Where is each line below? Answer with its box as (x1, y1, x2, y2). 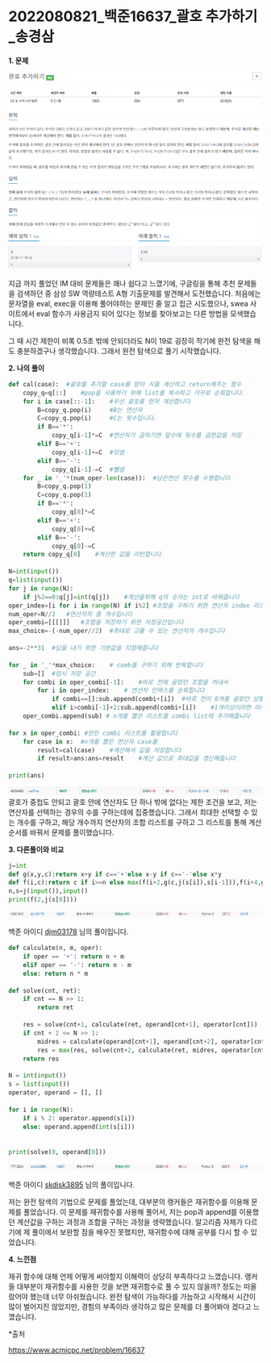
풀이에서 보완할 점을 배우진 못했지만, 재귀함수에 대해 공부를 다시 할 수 (31, 1227, 249, 1236)
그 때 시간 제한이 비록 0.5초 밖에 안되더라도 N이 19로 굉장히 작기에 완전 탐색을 (8, 336, 252, 345)
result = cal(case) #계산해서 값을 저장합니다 (37, 746, 181, 754)
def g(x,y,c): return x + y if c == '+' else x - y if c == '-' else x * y (8, 870, 222, 878)
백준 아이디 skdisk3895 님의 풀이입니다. (8, 1179, 135, 1190)
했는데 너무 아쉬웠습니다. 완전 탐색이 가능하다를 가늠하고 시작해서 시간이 (29, 1291, 256, 1301)
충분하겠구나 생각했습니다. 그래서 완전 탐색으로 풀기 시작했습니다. (16, 346, 222, 356)
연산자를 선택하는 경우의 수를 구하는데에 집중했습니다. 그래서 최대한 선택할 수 (8, 807, 250, 817)
